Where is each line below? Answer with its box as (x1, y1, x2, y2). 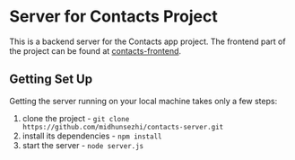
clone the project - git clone (22, 112, 130, 123)
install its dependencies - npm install (22, 130, 162, 141)
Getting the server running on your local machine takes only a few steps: (9, 95, 278, 106)
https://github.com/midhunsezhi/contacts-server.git (22, 122, 224, 131)
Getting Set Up (9, 72, 92, 87)
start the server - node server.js (22, 139, 144, 150)
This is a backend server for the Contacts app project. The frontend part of (9, 36, 286, 47)
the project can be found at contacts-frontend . (9, 45, 182, 56)
